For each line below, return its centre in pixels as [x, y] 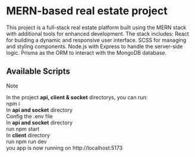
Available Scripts [38, 72]
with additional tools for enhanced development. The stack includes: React [97, 33]
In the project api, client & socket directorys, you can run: [77, 97]
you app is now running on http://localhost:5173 [65, 147]
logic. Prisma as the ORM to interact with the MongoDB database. [87, 52]
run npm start [23, 128]
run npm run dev [26, 142]
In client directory [28, 135]
